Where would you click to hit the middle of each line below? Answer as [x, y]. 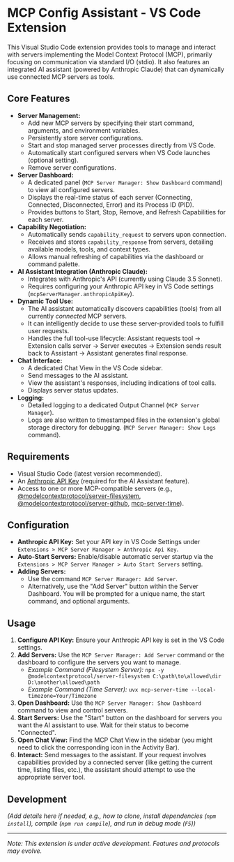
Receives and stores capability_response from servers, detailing [120, 242]
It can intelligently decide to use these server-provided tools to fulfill [126, 323]
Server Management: [49, 115]
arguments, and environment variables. [84, 130]
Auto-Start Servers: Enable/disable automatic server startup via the [115, 557]
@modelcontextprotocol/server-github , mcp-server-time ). [101, 503]
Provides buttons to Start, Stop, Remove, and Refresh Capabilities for [127, 212]
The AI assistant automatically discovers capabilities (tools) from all [124, 308]
